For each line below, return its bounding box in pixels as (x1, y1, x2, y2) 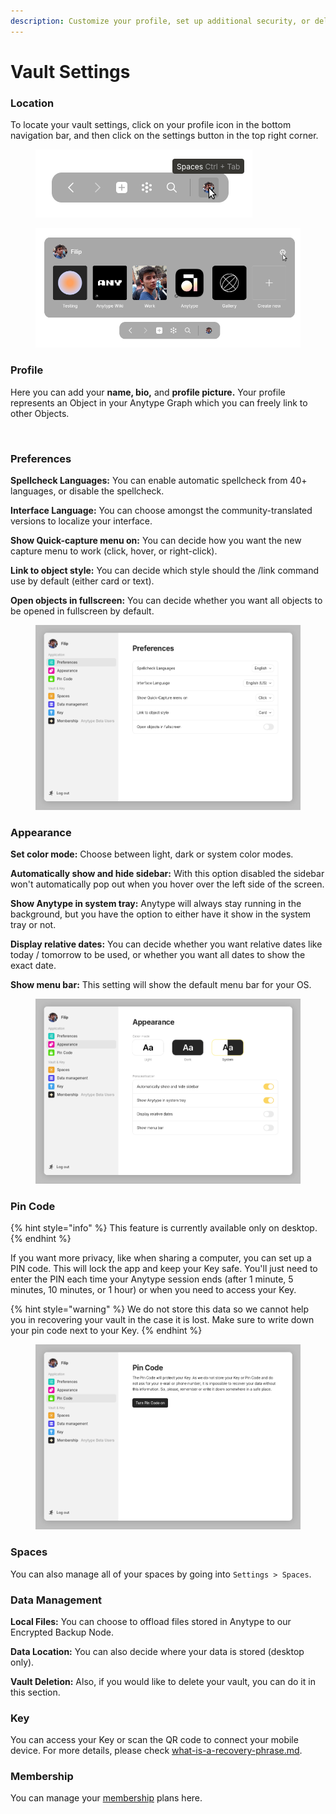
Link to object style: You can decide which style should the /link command (10, 564, 320, 576)
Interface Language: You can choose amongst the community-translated (10, 504, 313, 516)
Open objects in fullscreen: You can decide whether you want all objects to (10, 594, 323, 606)
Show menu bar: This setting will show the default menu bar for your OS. (10, 979, 312, 991)
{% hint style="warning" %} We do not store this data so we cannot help (10, 1303, 310, 1315)
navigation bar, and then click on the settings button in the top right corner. (10, 130, 319, 142)
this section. (10, 1686, 61, 1698)
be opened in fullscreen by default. (10, 605, 155, 617)
